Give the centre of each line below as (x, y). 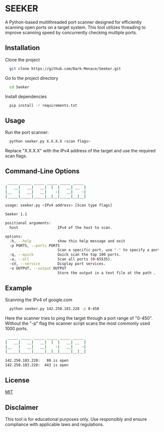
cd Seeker (19, 87)
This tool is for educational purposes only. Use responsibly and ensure (76, 419)
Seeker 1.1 (16, 214)
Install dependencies (26, 96)
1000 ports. (17, 329)
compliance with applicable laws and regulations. (54, 425)
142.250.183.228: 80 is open (37, 360)
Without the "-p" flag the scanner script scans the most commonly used (78, 323)
